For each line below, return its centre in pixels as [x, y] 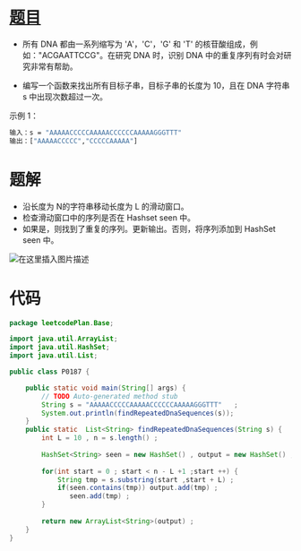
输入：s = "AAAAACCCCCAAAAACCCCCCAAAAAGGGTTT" [95, 133]
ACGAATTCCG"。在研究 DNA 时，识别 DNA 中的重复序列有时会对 [163, 55]
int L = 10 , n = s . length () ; [100, 438]
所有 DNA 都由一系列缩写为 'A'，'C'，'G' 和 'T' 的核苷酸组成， [136, 44]
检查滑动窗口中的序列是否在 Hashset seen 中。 [108, 217]
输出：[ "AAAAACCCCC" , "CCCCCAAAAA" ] [73, 141]
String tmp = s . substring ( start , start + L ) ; [146, 479]
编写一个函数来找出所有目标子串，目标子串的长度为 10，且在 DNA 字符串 [156, 85]
